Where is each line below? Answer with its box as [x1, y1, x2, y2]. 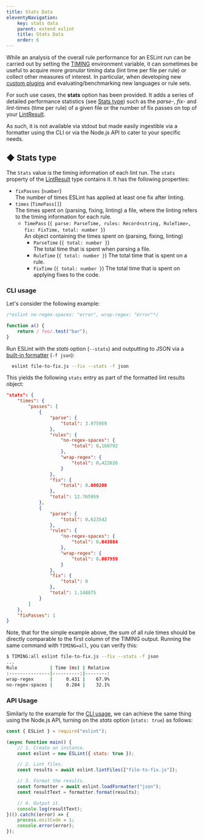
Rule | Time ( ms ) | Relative [6, 665, 110, 671]
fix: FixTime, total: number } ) [24, 226, 106, 233]
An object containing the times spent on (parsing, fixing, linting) [24, 232, 183, 240]
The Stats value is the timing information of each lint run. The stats [6, 169, 175, 176]
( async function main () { [6, 739, 72, 745]
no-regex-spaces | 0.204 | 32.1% [6, 682, 110, 688]
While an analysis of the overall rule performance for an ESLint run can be [6, 54, 191, 61]
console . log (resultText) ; [17, 805, 83, 812]
